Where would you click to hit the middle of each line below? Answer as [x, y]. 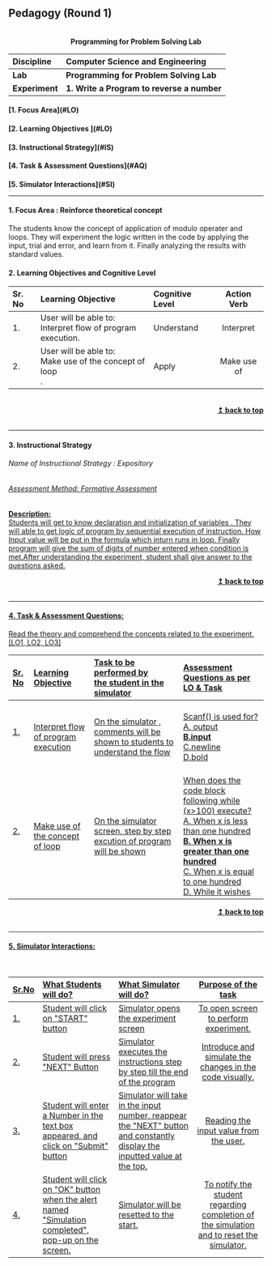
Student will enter [76, 1105]
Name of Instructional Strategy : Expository [81, 463]
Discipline [32, 62]
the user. [228, 1141]
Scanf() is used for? [221, 716]
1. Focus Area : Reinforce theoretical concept [85, 211]
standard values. [36, 254]
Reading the [228, 1121]
